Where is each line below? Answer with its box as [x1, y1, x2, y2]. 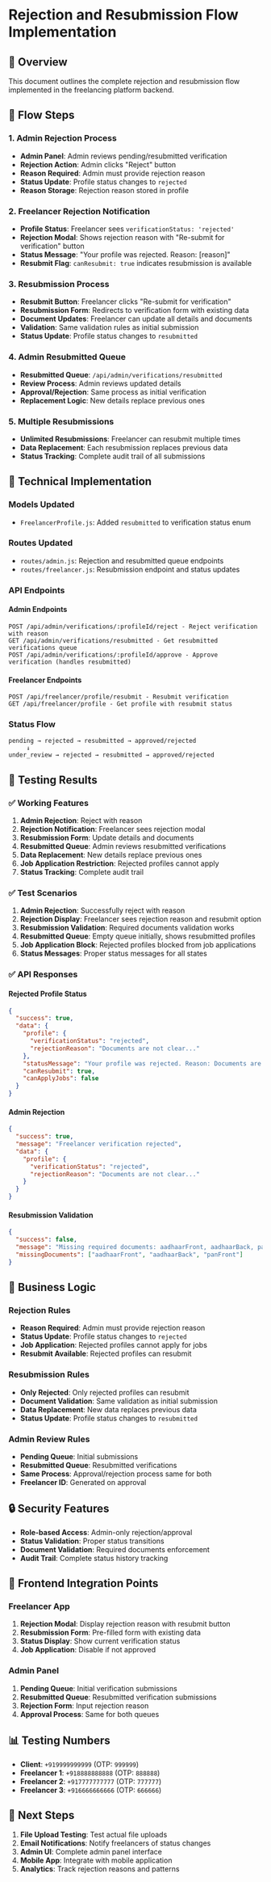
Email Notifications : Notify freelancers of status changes [19, 1838, 211, 1848]
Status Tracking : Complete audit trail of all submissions [19, 451, 206, 461]
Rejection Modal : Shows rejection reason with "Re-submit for [19, 232, 225, 242]
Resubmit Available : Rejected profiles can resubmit [19, 1348, 192, 1359]
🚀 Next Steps [8, 1808, 75, 1822]
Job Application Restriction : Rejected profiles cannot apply [19, 859, 219, 868]
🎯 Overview [8, 55, 68, 69]
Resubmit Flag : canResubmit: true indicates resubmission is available [19, 258, 252, 268]
